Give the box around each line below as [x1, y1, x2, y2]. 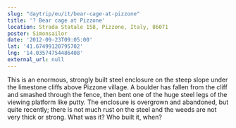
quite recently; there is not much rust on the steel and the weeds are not [7, 105, 217, 113]
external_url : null [7, 56, 65, 63]
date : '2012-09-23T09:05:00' [7, 37, 93, 44]
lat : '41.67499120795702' [7, 43, 83, 50]
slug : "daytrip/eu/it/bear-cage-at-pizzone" [7, 10, 140, 18]
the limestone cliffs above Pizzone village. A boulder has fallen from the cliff [7, 82, 228, 91]
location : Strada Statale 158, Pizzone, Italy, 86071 [7, 23, 169, 30]
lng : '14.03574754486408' [7, 50, 83, 57]
